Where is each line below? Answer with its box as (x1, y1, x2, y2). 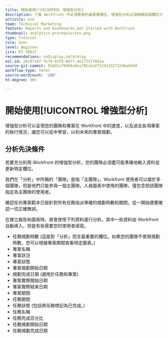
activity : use (5, 17, 35, 22)
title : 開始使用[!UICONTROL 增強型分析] (5, 7, 84, 13)
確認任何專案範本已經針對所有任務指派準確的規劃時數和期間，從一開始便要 (5, 199, 158, 205)
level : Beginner (5, 45, 39, 50)
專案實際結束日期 (12, 283, 48, 289)
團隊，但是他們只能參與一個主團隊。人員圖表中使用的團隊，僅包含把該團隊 (9, 182, 163, 188)
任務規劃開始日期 (12, 321, 48, 327)
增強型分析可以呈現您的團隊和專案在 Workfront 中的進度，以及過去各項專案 (5, 123, 160, 129)
